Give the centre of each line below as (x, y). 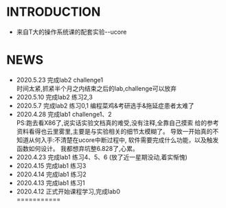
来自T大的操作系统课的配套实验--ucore (71, 32)
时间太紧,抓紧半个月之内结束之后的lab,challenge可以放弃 (96, 88)
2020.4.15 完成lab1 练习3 (51, 165)
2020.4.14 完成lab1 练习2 (51, 174)
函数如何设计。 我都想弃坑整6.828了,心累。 (77, 148)
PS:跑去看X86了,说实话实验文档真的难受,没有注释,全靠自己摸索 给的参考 (117, 123)
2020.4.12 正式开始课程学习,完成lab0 (68, 191)
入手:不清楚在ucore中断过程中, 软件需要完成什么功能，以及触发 (129, 140)
